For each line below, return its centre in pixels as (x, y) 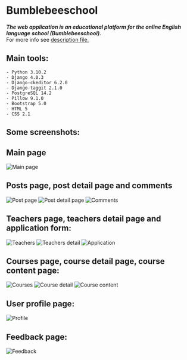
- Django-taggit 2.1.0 (34, 88)
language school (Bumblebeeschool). (54, 33)
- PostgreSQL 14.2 (29, 93)
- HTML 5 (17, 109)
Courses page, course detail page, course (85, 261)
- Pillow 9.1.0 (25, 98)
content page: (33, 270)
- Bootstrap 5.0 (26, 103)
